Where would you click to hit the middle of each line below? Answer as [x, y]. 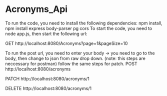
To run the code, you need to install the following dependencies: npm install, [84, 23]
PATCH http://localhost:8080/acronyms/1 [47, 78]
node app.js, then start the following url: [46, 33]
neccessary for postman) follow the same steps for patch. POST [71, 63]
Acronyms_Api [36, 9]
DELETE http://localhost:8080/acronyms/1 [48, 88]
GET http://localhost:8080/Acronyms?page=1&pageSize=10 [66, 43]
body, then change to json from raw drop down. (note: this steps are [75, 58]
